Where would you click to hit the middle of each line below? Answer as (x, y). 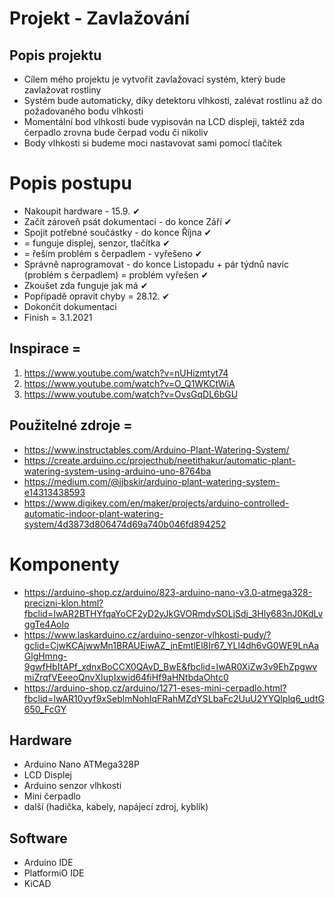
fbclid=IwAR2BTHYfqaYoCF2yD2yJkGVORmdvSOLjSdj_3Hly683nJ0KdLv (173, 613)
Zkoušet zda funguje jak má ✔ (86, 285)
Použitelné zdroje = (71, 425)
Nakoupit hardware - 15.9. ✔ (82, 211)
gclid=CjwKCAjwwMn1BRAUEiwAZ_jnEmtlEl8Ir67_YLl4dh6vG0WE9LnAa (171, 645)
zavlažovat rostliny (62, 90)
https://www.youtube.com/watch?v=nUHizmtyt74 (126, 373)
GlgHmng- (45, 656)
